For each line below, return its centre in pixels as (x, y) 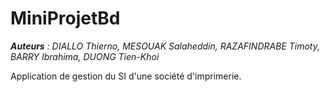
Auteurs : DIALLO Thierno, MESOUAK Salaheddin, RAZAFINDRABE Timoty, (165, 46)
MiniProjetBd (65, 18)
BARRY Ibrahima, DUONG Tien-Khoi (85, 56)
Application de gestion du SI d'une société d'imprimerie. (126, 76)
